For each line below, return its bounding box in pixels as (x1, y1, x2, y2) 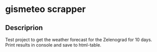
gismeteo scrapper (5, 3, 86, 15)
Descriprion (5, 23, 43, 32)
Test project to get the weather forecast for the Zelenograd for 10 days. (5, 36, 152, 42)
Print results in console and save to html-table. (5, 42, 102, 48)
